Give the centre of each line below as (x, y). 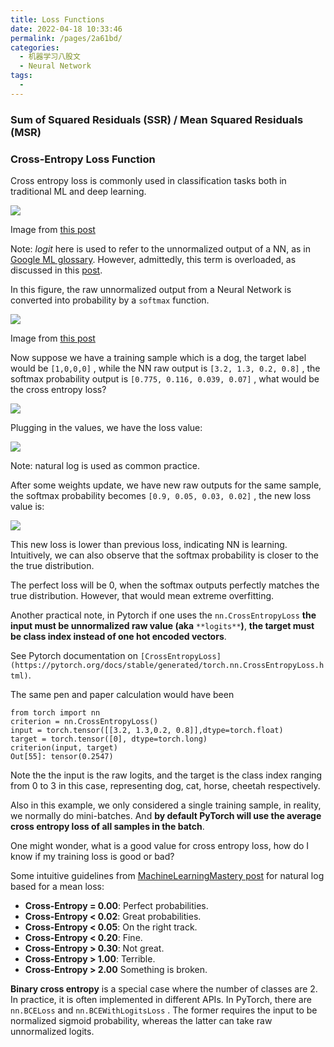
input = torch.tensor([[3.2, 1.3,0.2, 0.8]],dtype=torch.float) (147, 730)
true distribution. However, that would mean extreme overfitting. (142, 595)
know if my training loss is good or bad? (92, 856)
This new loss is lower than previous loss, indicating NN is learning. (149, 544)
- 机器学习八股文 (50, 57)
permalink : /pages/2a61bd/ (66, 38)
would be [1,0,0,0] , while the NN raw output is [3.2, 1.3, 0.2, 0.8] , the (165, 368)
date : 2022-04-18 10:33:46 (66, 29)
